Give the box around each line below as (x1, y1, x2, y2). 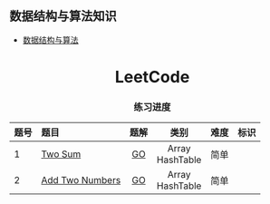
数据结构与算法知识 (9, 8, 117, 24)
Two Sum (41, 148, 82, 160)
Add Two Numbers (41, 174, 121, 187)
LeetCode (114, 67, 190, 87)
